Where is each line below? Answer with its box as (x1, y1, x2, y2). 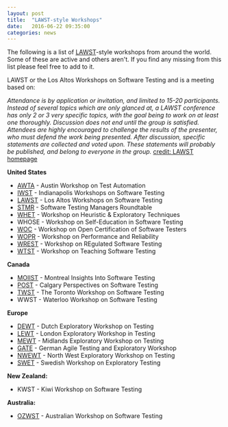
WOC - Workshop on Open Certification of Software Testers (16, 225, 187, 233)
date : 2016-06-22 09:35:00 (7, 23, 90, 30)
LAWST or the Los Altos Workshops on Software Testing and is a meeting (7, 76, 214, 84)
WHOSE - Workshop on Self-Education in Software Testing (16, 218, 183, 227)
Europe (7, 309, 29, 317)
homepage (7, 155, 38, 163)
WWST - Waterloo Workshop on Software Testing (16, 296, 157, 304)
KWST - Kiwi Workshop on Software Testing (16, 385, 142, 393)
